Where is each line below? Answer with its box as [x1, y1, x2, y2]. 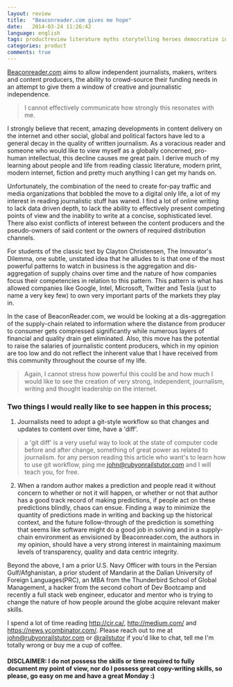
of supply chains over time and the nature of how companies [43, 269, 217, 278]
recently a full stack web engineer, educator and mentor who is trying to [7, 591, 214, 599]
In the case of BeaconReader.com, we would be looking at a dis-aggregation [7, 312, 226, 320]
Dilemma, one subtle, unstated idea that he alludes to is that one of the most [7, 254, 225, 262]
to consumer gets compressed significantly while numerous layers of [7, 327, 205, 335]
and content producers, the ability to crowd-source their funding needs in [7, 75, 218, 83]
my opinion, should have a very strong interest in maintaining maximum [17, 541, 221, 549]
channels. [7, 233, 35, 241]
